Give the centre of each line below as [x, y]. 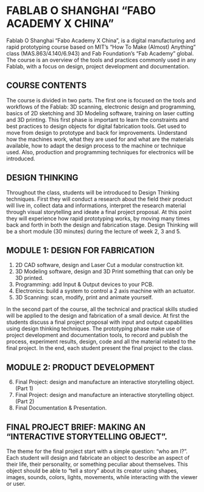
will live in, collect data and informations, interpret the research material [96, 205]
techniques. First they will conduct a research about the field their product [99, 199]
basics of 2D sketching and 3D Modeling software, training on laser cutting [100, 113]
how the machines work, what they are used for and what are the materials [100, 139]
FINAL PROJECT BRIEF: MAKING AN [76, 427]
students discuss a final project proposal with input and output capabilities [100, 322]
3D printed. [29, 278]
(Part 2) [25, 401]
